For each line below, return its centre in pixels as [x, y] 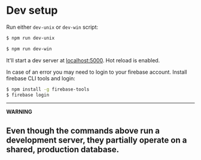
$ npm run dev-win [29, 49]
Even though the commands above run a [83, 130]
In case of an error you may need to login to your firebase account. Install [97, 72]
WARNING [19, 112]
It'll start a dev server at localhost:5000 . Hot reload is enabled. [83, 60]
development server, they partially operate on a [97, 140]
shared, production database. [63, 150]
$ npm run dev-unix [31, 38]
